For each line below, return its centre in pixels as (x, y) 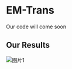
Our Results (28, 45)
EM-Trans (30, 10)
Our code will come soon (36, 27)
